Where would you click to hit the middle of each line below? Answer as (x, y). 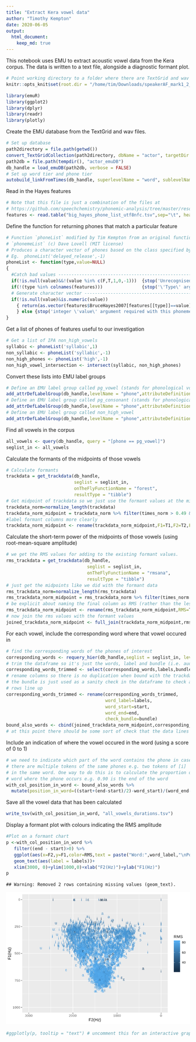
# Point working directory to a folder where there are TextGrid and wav (98, 78)
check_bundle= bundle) (132, 719)
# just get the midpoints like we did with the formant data (82, 585)
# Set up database (28, 143)
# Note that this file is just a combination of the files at (83, 203)
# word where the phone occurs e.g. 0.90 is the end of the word (87, 779)
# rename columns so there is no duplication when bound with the (88, 676)
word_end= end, (123, 713)
